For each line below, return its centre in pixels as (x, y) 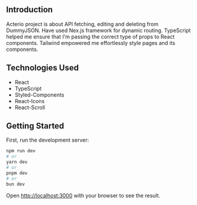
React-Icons (30, 101)
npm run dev (21, 151)
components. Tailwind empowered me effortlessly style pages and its (91, 43)
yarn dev (17, 162)
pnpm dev (17, 173)
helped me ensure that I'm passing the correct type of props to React (91, 36)
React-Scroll (30, 107)
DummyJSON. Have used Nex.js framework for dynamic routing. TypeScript (98, 30)
